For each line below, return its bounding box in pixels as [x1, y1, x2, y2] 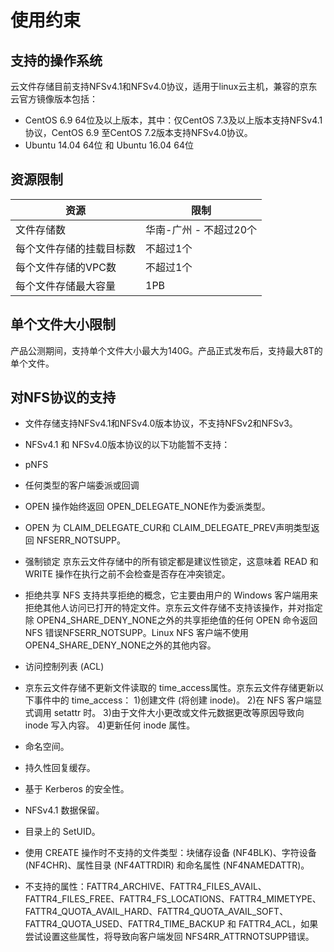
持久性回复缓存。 [24, 762, 96, 774]
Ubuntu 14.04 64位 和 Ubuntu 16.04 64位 [24, 139, 194, 151]
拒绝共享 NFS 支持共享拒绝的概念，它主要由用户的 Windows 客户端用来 [24, 589, 319, 601]
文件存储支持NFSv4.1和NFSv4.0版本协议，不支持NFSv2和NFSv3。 [24, 417, 298, 430]
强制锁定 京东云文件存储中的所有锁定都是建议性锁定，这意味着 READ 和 [24, 556, 319, 568]
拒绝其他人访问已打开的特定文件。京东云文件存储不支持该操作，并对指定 [24, 602, 323, 614]
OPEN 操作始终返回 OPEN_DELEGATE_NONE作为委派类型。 [24, 501, 271, 513]
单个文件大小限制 [10, 316, 116, 333]
